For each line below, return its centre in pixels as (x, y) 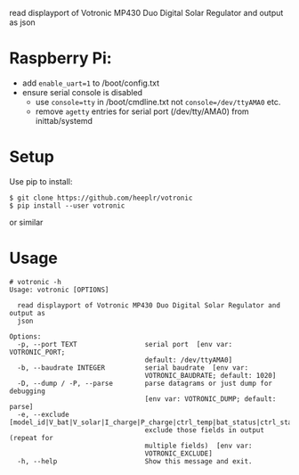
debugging (28, 391)
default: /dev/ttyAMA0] (189, 360)
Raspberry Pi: (61, 58)
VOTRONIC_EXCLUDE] (179, 454)
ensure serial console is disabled (82, 92)
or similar (26, 222)
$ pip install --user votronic (67, 205)
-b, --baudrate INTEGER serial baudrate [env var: (133, 368)
